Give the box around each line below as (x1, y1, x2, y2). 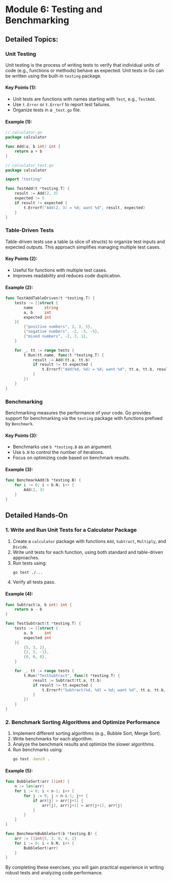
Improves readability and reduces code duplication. (12, 272, 121, 278)
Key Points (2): (5, 255, 37, 262)
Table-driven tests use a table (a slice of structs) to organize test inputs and (5, 238, 165, 245)
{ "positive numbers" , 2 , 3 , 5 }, (24, 324, 93, 329)
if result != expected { (14, 200, 68, 206)
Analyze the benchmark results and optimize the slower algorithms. (12, 741, 155, 747)
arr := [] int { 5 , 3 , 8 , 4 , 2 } (14, 836, 77, 841)
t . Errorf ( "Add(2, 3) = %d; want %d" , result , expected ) (24, 205, 145, 210)
